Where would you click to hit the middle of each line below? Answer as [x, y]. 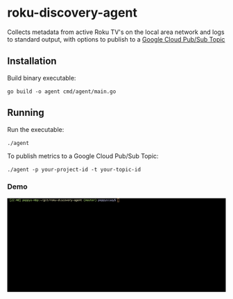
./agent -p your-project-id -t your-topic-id [74, 169]
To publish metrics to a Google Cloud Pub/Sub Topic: [83, 156]
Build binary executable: [42, 78]
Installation [32, 61]
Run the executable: [36, 129]
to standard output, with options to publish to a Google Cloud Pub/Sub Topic [116, 39]
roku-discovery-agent [72, 13]
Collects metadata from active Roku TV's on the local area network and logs [116, 32]
